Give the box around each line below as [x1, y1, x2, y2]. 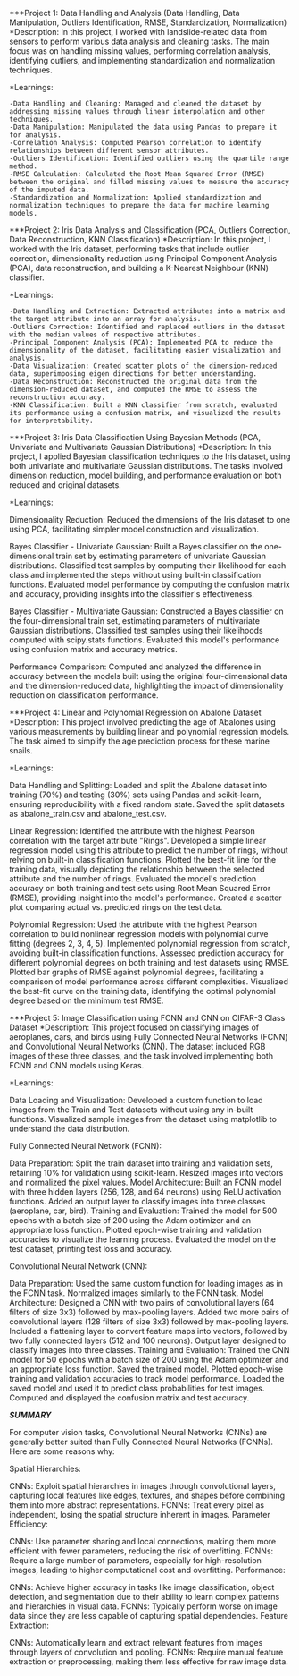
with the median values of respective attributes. [9, 330, 202, 339]
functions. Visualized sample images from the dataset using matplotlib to [9, 1114, 277, 1124]
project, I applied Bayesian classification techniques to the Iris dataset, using [9, 451, 291, 462]
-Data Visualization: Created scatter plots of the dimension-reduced [9, 362, 278, 370]
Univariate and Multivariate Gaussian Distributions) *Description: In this [9, 442, 272, 452]
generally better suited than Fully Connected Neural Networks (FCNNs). [9, 1436, 274, 1447]
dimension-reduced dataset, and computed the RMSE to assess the [9, 385, 257, 394]
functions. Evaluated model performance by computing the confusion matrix [9, 579, 290, 590]
